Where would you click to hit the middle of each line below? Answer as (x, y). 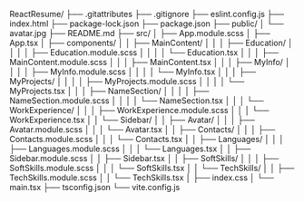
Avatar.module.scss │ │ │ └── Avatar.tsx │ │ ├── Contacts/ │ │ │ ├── (142, 130)
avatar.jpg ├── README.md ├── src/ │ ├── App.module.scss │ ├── (140, 33)
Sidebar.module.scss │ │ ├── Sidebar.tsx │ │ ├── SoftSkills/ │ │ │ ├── (144, 158)
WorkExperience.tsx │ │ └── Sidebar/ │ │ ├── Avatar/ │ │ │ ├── (132, 120)
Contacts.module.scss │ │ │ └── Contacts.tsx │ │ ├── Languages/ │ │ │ (147, 139)
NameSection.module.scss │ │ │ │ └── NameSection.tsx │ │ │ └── (137, 101)
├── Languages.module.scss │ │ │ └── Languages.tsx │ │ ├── (130, 149)
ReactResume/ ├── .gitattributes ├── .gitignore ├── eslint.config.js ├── (147, 14)
